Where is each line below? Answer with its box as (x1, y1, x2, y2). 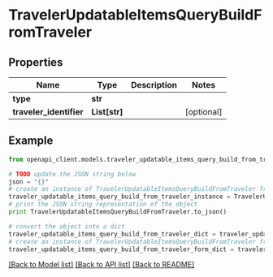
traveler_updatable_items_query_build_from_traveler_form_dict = (8, 245, 234, 253)
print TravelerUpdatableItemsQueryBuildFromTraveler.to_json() (8, 208, 227, 216)
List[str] (91, 106, 123, 117)
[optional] (184, 106, 223, 117)
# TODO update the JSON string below (8, 170, 136, 178)
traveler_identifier (12, 106, 84, 117)
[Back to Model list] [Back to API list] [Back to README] (8, 260, 195, 270)
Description (131, 80, 177, 90)
